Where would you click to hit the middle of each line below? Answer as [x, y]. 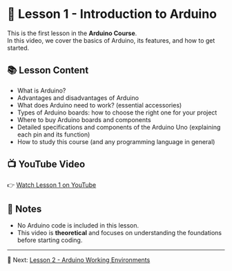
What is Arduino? [41, 90]
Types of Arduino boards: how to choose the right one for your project [117, 112]
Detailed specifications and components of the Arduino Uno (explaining [119, 127]
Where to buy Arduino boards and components [84, 119]
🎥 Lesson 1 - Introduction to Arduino [112, 14]
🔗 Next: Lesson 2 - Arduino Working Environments [79, 260]
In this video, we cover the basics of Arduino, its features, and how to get [111, 40]
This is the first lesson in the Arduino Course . [72, 33]
